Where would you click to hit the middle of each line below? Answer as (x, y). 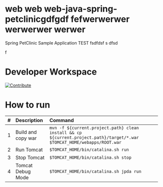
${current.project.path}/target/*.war (94, 137)
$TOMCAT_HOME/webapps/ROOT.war (85, 142)
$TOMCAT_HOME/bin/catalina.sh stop (90, 157)
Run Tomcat (29, 150)
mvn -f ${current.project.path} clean (94, 128)
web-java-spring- (81, 9)
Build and (26, 132)
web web (24, 9)
